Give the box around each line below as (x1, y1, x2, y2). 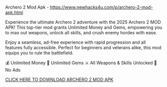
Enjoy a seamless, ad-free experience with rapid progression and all (5, 39, 146, 45)
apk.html (5, 9, 24, 15)
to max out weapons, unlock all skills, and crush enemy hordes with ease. (5, 30, 157, 35)
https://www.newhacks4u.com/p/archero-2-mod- (50, 4, 153, 10)
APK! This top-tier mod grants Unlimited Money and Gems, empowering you (5, 24, 162, 30)
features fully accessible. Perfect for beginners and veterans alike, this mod (5, 45, 161, 50)
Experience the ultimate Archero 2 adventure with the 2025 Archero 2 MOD (5, 19, 161, 25)
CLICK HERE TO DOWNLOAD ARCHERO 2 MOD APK (5, 77, 114, 83)
